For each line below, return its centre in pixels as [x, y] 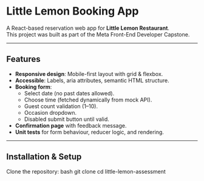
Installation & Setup [44, 157]
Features [23, 59]
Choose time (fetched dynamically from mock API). [88, 100]
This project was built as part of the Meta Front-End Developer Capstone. [98, 34]
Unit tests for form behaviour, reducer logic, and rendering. [89, 132]
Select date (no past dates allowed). [69, 93]
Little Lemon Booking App [73, 11]
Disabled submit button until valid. [66, 119]
